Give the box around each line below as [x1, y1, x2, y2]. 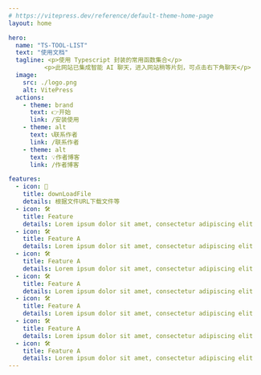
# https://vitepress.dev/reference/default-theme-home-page [8, 11, 214, 20]
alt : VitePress [22, 86, 74, 94]
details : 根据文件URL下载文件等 [22, 198, 120, 206]
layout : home [8, 19, 52, 27]
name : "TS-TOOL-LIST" [15, 41, 88, 49]
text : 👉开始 [29, 108, 71, 116]
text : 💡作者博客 [29, 153, 80, 161]
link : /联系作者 [29, 138, 80, 146]
